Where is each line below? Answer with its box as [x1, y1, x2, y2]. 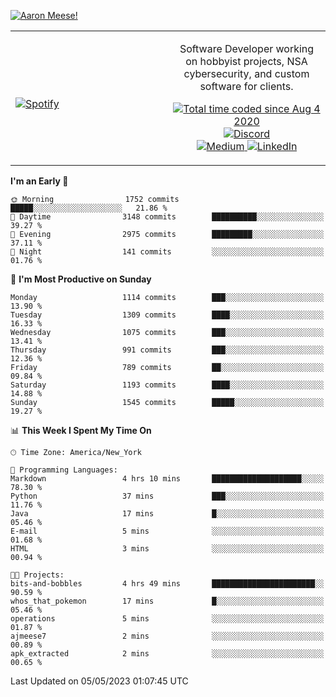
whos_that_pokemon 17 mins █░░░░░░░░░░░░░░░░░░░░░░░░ [10, 596, 325, 606]
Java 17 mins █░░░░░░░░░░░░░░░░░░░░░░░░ [10, 509, 325, 519]
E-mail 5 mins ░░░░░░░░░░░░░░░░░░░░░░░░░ [10, 526, 325, 536]
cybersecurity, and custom [183, 67, 310, 80]
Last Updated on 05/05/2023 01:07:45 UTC [10, 675, 189, 687]
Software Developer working [179, 42, 315, 55]
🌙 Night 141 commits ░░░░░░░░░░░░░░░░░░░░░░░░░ [10, 247, 325, 257]
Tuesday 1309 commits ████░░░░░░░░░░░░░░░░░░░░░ [10, 310, 325, 320]
